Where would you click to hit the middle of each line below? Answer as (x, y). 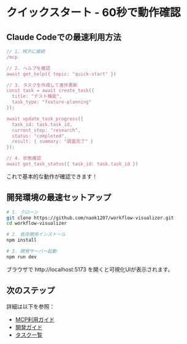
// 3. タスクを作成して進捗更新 (42, 85)
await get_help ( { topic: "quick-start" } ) (61, 74)
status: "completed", (40, 136)
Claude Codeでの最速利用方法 (64, 37)
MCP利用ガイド (35, 320)
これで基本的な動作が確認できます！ (52, 176)
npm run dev (21, 257)
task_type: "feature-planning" (52, 102)
